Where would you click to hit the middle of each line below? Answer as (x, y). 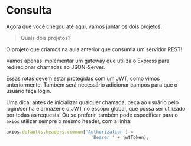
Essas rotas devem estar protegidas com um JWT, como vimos (83, 78)
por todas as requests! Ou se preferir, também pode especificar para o (92, 115)
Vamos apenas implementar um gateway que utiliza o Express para (88, 61)
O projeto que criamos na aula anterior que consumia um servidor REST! (94, 49)
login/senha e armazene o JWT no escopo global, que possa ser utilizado (96, 108)
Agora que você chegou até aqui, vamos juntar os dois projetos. (84, 26)
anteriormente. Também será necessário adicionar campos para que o (92, 84)
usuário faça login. (29, 91)
